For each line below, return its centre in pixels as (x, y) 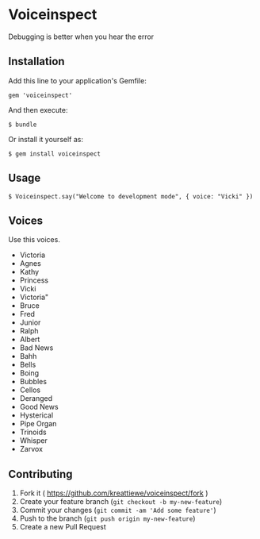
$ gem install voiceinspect (55, 154)
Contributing (40, 474)
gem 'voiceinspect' (40, 95)
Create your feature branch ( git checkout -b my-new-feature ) (121, 502)
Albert (30, 340)
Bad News (36, 348)
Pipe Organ (38, 424)
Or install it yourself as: (46, 139)
